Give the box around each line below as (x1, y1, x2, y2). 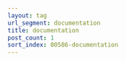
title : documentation (7, 26, 80, 34)
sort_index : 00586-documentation (7, 41, 119, 49)
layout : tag (7, 11, 47, 20)
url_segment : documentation (7, 19, 101, 27)
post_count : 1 (7, 33, 55, 42)
